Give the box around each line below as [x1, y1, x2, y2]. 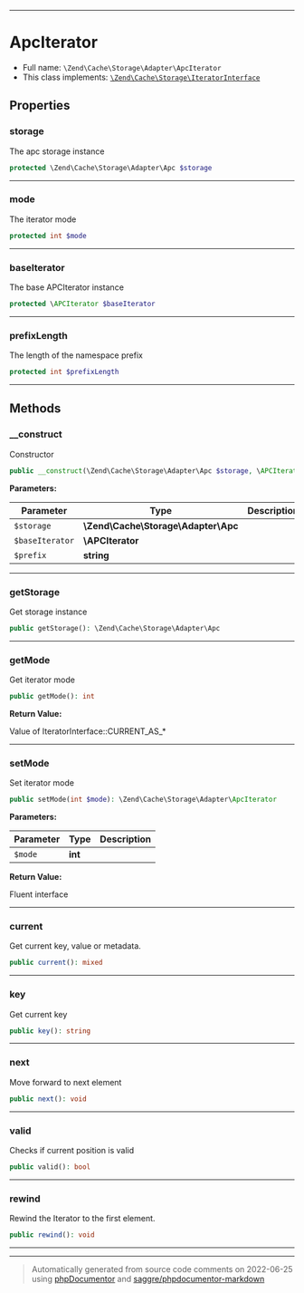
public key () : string [9, 1026, 91, 1036]
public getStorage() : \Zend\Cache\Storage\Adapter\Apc [9, 623, 221, 632]
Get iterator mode [9, 674, 75, 685]
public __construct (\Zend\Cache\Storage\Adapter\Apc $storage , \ [9, 466, 261, 476]
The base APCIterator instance [9, 282, 125, 293]
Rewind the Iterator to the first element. [9, 1213, 156, 1224]
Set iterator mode [9, 777, 75, 788]
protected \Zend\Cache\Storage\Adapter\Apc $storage [9, 163, 213, 172]
